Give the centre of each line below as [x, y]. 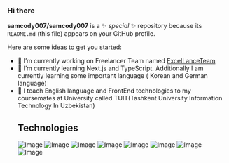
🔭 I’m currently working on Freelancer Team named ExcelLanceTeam [116, 61]
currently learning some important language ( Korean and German [112, 76]
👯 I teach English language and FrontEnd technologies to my [104, 91]
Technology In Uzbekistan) [56, 106]
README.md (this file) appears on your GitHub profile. [81, 34]
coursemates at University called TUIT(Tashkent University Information [120, 98]
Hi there [21, 11]
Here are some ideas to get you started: [65, 47]
